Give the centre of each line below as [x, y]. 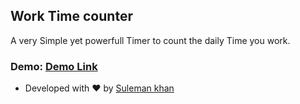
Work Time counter [71, 16]
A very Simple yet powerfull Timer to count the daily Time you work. [150, 40]
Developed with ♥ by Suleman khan [99, 88]
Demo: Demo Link [54, 66]
